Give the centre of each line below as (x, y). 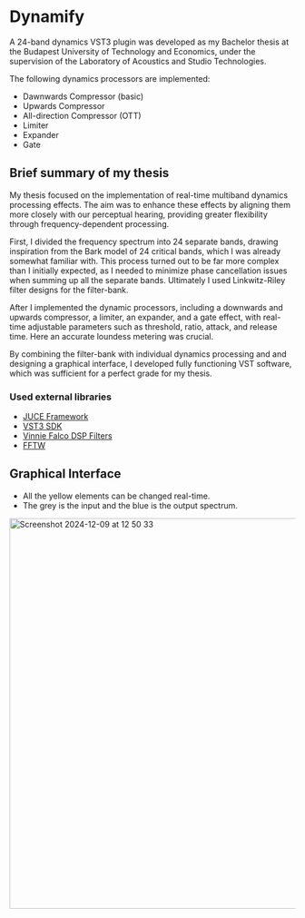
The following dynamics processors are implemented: (110, 78)
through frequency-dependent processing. (89, 223)
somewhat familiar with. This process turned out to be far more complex (144, 261)
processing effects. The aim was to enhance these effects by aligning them (150, 204)
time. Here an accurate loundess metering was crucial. (112, 336)
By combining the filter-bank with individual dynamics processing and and (148, 354)
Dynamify (47, 17)
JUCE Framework (55, 417)
